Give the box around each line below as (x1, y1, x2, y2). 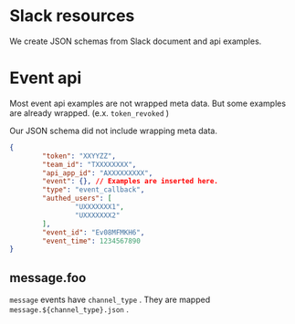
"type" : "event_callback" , (42, 185, 145, 194)
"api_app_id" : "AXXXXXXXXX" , (42, 168, 153, 178)
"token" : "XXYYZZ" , (42, 152, 117, 161)
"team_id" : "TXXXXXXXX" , (42, 160, 137, 169)
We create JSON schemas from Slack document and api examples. (9, 36, 262, 47)
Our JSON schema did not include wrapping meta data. (9, 125, 217, 136)
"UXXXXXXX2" (74, 211, 121, 220)
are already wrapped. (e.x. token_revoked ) (9, 107, 170, 119)
